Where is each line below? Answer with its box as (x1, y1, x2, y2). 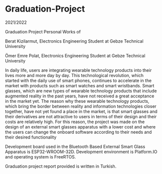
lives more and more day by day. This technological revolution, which (5, 72, 144, 78)
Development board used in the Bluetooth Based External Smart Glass (5, 143, 145, 149)
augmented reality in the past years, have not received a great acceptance (5, 93, 155, 99)
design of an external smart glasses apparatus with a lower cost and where (5, 124, 156, 129)
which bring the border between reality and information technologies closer (5, 103, 157, 109)
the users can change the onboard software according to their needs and (5, 129, 152, 135)
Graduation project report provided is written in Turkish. (5, 163, 117, 169)
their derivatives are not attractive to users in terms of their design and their (5, 113, 157, 119)
